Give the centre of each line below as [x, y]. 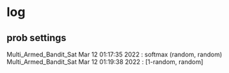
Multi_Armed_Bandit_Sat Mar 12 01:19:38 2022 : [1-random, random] [105, 62]
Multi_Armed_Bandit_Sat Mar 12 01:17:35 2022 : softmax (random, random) [115, 54]
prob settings [37, 38]
